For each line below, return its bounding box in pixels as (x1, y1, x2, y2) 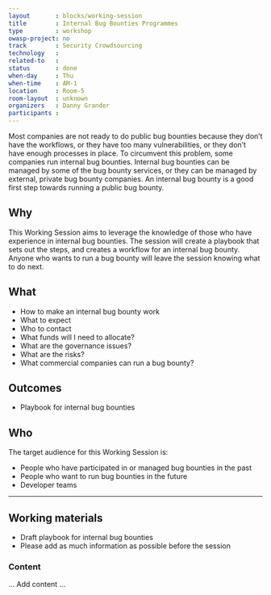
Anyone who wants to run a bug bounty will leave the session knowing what (8, 253, 261, 263)
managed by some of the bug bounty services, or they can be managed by (8, 166, 257, 175)
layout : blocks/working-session (8, 11, 143, 20)
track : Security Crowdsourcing (8, 42, 143, 50)
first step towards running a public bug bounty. (8, 183, 165, 192)
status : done (8, 64, 78, 73)
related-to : (8, 57, 60, 65)
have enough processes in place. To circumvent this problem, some (8, 148, 234, 158)
